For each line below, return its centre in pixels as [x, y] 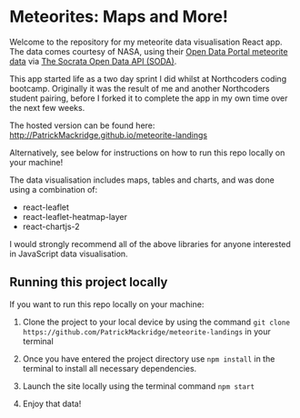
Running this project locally [89, 282]
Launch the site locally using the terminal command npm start [139, 386]
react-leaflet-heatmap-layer [75, 216]
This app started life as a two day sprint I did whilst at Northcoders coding [148, 78]
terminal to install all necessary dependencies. [110, 368]
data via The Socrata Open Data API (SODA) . [93, 61]
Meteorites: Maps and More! [119, 17]
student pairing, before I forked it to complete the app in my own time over [149, 98]
